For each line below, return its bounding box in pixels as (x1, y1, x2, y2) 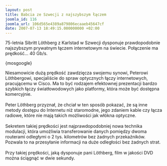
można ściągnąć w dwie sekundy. (5, 155, 75, 161)
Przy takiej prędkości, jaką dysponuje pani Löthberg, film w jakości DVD (5, 150, 153, 156)
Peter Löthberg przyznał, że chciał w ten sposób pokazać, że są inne (5, 102, 148, 108)
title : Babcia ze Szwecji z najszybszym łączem (5, 12, 107, 17)
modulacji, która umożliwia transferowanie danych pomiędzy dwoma (5, 128, 147, 134)
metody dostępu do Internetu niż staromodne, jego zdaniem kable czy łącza (5, 107, 162, 113)
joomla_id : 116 (5, 17, 37, 22)
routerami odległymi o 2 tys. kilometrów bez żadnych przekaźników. (5, 134, 146, 140)
